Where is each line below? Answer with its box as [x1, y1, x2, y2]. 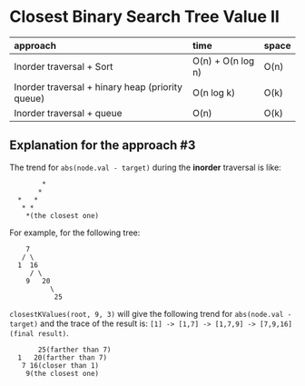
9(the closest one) [25, 369, 100, 378]
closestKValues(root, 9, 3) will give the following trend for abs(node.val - [9, 308, 292, 319]
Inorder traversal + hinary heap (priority [14, 80, 183, 93]
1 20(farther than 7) [17, 352, 107, 362]
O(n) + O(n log [192, 54, 255, 67]
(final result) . [9, 327, 70, 338]
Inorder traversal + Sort [14, 60, 113, 73]
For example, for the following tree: [9, 227, 141, 238]
